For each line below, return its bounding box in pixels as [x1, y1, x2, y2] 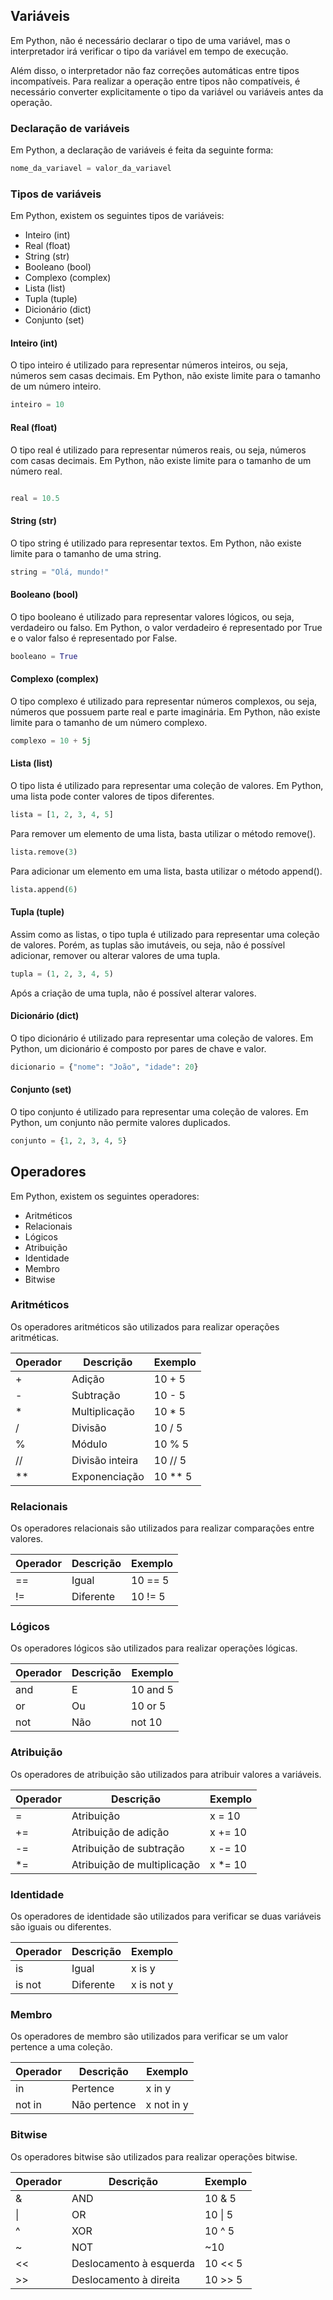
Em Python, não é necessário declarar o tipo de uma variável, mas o [10, 34, 291, 46]
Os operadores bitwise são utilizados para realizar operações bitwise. [10, 2150, 298, 2163]
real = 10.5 [10, 493, 60, 503]
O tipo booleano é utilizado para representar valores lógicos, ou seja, [10, 610, 295, 623]
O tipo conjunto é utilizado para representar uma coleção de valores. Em [10, 1105, 309, 1118]
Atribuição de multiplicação [71, 1857, 201, 1871]
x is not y [131, 1978, 174, 1992]
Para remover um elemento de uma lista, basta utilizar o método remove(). [10, 827, 317, 839]
